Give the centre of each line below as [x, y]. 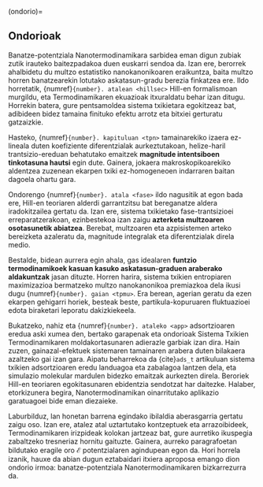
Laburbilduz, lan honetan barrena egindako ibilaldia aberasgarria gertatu [126, 416]
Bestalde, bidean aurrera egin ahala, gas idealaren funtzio [102, 260]
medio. [19, 244]
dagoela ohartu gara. [42, 179]
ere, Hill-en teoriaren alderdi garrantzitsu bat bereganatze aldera [113, 203]
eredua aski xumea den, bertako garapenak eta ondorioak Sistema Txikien [129, 333]
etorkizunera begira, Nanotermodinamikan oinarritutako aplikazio [113, 392]
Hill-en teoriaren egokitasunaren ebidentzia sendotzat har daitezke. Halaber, [132, 384]
